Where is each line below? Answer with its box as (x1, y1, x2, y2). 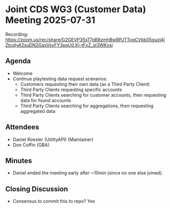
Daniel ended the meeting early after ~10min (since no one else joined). (12, 170, 163, 176)
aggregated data (20, 108, 56, 114)
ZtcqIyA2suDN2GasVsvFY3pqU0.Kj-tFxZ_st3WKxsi (5, 42, 113, 48)
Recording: (5, 31, 29, 37)
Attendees (5, 123, 39, 132)
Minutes (5, 156, 32, 165)
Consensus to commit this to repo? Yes (12, 198, 95, 204)
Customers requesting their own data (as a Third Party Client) (20, 81, 150, 87)
